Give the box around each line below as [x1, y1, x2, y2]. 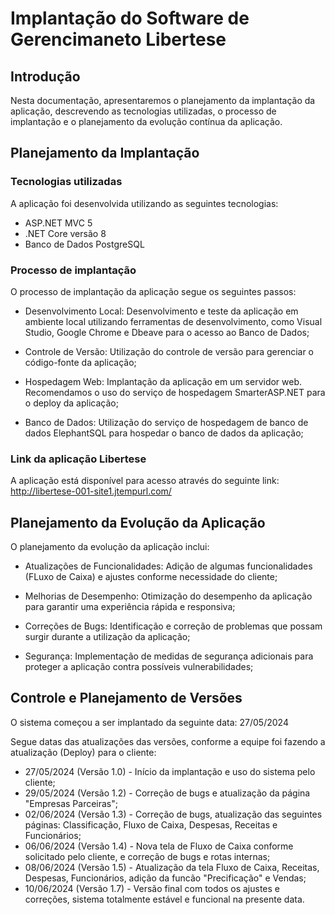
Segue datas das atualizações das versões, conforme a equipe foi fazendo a [10, 735, 326, 747]
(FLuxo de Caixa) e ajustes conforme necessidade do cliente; [24, 571, 278, 583]
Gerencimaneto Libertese [10, 28, 227, 51]
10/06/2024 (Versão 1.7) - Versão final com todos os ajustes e [24, 882, 280, 894]
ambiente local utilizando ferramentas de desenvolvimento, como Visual [24, 315, 323, 327]
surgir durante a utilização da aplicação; [24, 631, 191, 643]
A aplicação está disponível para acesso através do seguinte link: [10, 475, 280, 487]
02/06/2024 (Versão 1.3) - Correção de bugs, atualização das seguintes [24, 808, 323, 820]
